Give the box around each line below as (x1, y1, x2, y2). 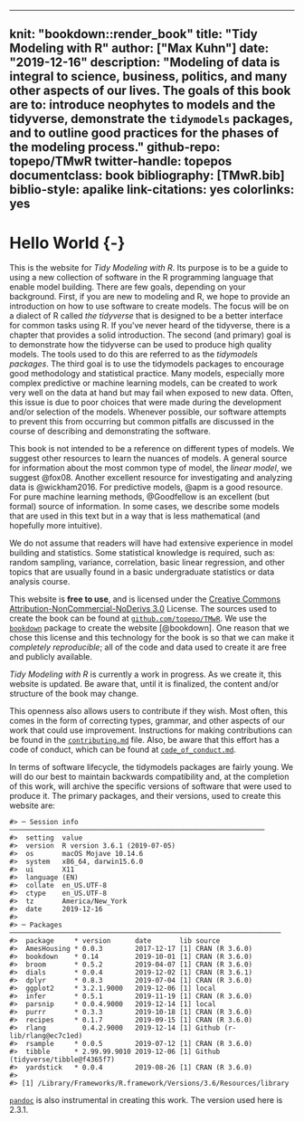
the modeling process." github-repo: (9, 139, 221, 155)
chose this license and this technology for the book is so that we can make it (9, 632, 295, 643)
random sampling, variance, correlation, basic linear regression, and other (9, 557, 285, 568)
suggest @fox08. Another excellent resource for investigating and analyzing (9, 472, 293, 483)
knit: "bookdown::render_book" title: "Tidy (9, 26, 258, 42)
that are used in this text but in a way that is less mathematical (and (9, 510, 261, 521)
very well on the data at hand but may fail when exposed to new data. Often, (9, 387, 294, 398)
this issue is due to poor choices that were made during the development (9, 397, 282, 408)
